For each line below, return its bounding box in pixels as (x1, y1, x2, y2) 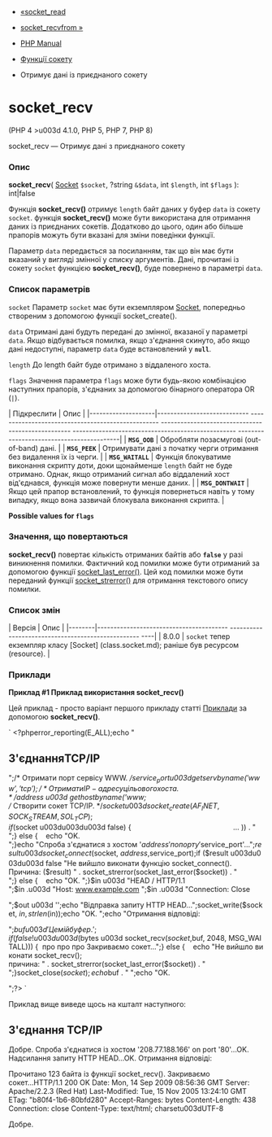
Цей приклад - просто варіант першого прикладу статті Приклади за (8, 703, 248, 713)
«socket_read (19, 7, 67, 16)
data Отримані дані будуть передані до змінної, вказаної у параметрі (8, 326, 248, 336)
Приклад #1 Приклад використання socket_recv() (8, 688, 184, 698)
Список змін (8, 604, 61, 615)
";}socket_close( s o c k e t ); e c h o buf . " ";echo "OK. (8, 968, 171, 977)
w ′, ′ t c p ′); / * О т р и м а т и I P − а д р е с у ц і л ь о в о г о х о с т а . (8, 784, 179, 794)
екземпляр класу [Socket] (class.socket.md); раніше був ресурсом (8, 641, 240, 650)
